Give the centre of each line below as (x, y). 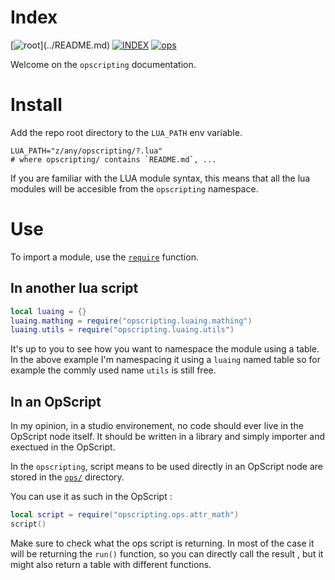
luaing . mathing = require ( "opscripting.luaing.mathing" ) (131, 321)
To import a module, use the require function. (104, 257)
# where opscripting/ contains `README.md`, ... (113, 159)
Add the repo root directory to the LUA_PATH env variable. (126, 132)
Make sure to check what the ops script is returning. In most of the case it (162, 543)
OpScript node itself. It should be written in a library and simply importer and (167, 437)
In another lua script (74, 288)
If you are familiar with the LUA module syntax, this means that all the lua (160, 178)
